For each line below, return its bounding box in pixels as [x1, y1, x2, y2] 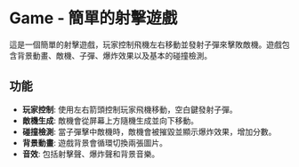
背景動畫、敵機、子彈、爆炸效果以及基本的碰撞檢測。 [16, 50, 212, 60]
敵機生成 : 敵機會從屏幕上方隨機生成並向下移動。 [21, 115, 198, 125]
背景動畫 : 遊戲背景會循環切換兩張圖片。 [21, 137, 167, 147]
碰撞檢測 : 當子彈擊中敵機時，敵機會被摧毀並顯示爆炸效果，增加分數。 [21, 126, 277, 137]
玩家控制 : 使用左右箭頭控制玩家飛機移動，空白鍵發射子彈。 [21, 104, 238, 115]
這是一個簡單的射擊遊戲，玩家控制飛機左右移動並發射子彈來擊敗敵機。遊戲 [9, 39, 282, 50]
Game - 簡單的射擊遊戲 [9, 8, 178, 28]
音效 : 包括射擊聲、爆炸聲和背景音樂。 [21, 148, 160, 159]
